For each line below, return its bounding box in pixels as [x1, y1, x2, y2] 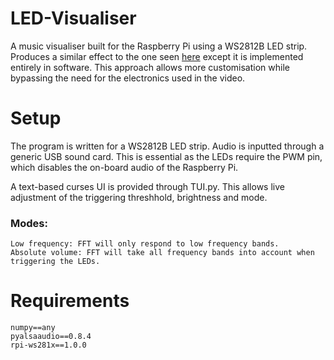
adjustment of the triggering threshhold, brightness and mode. [10, 191, 268, 203]
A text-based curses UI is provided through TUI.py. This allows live [10, 180, 285, 192]
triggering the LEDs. [10, 257, 101, 267]
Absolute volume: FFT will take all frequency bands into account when [10, 248, 315, 258]
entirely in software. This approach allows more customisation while [10, 61, 290, 73]
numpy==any [10, 323, 56, 333]
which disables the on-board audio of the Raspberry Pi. [10, 161, 239, 173]
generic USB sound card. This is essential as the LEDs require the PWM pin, [10, 150, 323, 162]
